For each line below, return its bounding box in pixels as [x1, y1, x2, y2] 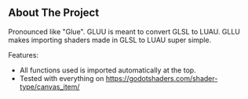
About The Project [8, 6, 100, 19]
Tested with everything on [19, 73, 104, 83]
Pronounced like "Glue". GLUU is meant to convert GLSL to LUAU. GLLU [8, 27, 241, 36]
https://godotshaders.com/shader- [105, 73, 218, 83]
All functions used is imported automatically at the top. [19, 65, 196, 75]
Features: [8, 50, 39, 59]
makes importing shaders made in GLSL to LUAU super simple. [8, 35, 212, 44]
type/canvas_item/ [19, 82, 80, 91]
